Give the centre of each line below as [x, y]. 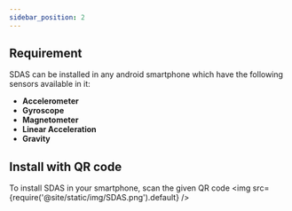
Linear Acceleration [59, 129]
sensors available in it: [50, 84]
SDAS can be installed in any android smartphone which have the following [146, 74]
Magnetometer [50, 120]
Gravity [36, 139]
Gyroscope [43, 111]
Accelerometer [50, 101]
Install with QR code [66, 166]
